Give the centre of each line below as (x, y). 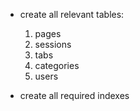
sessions (53, 44)
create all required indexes (74, 95)
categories (57, 65)
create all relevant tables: (72, 14)
